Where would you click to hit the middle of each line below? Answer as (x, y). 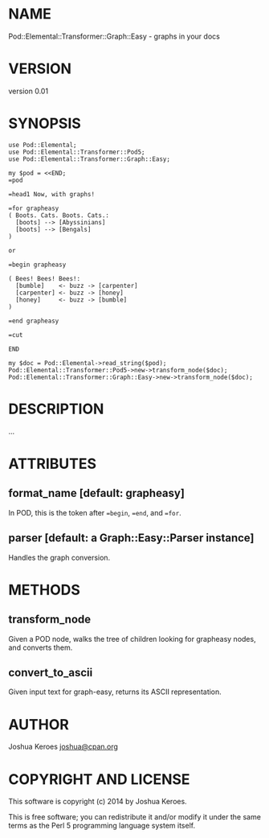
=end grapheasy (34, 321)
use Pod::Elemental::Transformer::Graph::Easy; (90, 159)
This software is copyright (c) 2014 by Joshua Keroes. (98, 802)
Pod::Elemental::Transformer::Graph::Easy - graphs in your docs (114, 36)
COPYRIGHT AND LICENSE (99, 779)
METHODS (44, 590)
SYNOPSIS (45, 123)
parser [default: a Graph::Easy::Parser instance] (131, 538)
